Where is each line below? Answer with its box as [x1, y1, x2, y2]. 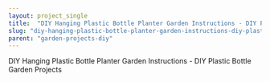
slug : [8, 27, 27, 35]
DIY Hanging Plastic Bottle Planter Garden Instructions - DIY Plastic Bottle [8, 56, 252, 66]
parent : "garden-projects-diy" [8, 34, 113, 43]
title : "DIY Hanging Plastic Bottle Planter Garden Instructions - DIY [8, 19, 257, 27]
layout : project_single [8, 11, 88, 20]
